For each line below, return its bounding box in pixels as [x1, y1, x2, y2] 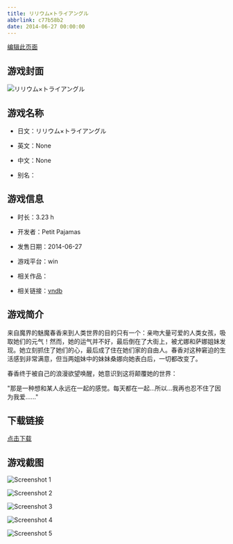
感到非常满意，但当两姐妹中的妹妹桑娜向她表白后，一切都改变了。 [12, 354, 202, 362]
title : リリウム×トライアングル [7, 10, 89, 17]
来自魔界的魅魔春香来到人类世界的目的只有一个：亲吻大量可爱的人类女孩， [7, 328, 220, 337]
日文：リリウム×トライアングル [17, 127, 107, 135]
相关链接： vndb [17, 286, 63, 295]
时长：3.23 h [17, 213, 54, 221]
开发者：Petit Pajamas [17, 227, 81, 236]
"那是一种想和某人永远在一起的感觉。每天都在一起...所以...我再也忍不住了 [7, 384, 215, 392]
